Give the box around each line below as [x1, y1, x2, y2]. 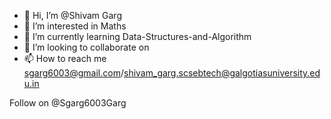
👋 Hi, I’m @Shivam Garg [23, 10, 122, 21]
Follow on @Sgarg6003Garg [9, 97, 127, 109]
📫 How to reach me [23, 53, 107, 64]
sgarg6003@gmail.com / [23, 67, 125, 79]
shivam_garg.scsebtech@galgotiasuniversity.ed [123, 67, 321, 79]
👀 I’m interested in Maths [23, 20, 127, 32]
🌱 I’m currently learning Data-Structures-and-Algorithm [23, 31, 252, 42]
